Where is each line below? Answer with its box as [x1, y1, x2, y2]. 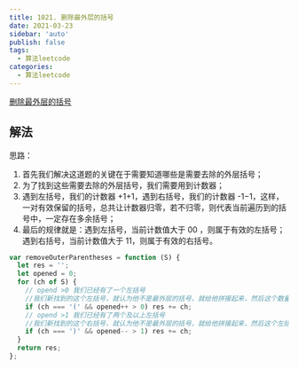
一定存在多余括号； [45, 213, 116, 224]
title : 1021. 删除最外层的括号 [9, 12, 114, 22]
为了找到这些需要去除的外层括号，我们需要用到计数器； [21, 179, 224, 191]
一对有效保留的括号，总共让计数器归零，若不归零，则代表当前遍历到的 [21, 201, 279, 213]
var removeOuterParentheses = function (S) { [9, 253, 180, 262]
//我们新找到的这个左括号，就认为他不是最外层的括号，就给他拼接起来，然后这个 [25, 294, 278, 302]
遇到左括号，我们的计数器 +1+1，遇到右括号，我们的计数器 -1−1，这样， [21, 191, 284, 201]
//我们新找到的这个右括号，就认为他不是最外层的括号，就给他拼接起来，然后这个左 [25, 318, 284, 328]
